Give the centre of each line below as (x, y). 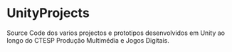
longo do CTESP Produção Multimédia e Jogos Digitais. (88, 40)
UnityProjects (48, 13)
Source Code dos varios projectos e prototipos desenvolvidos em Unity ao (116, 33)
